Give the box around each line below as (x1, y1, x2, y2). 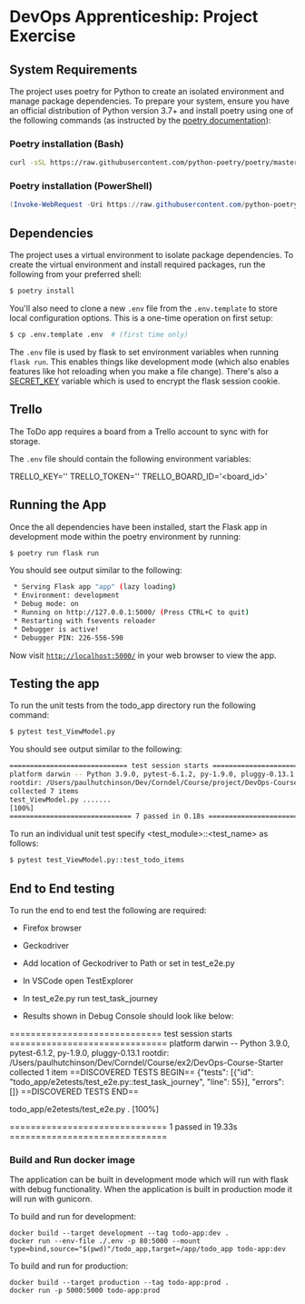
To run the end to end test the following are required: (9, 905, 207, 916)
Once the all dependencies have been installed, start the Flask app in (9, 521, 268, 533)
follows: (9, 838, 39, 849)
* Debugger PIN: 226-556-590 (13, 633, 124, 642)
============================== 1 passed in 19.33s (9, 1121, 238, 1132)
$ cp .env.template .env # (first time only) (9, 330, 189, 340)
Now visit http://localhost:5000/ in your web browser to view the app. (9, 650, 277, 661)
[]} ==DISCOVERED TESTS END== (9, 1086, 139, 1097)
